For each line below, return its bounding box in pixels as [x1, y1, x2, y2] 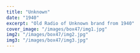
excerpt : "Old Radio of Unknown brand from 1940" [6, 20, 135, 26]
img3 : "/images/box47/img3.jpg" [6, 37, 88, 43]
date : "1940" [6, 15, 40, 21]
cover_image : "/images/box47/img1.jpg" [6, 26, 108, 32]
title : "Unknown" [6, 9, 51, 15]
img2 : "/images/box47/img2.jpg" [6, 32, 88, 38]
